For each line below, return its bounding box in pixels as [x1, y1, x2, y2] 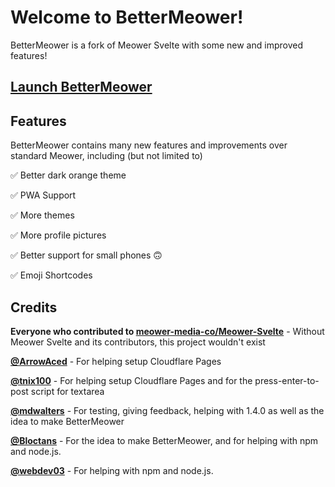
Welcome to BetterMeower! [10, 6, 244, 29]
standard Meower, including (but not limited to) [10, 150, 203, 162]
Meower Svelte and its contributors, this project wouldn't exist [10, 336, 266, 348]
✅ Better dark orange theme [10, 169, 127, 181]
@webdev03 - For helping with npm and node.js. [10, 464, 214, 476]
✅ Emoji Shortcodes [10, 269, 93, 281]
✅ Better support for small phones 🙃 [10, 249, 163, 261]
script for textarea [30, 385, 105, 397]
